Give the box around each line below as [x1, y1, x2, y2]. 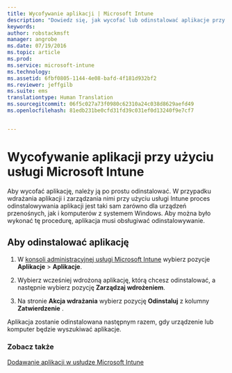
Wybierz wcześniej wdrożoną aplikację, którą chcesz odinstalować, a [17, 276, 216, 284]
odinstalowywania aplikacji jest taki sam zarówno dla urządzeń [7, 201, 187, 210]
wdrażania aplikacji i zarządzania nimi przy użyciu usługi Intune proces [7, 194, 210, 202]
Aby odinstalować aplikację [7, 237, 130, 249]
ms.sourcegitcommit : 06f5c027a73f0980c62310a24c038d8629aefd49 [7, 101, 194, 108]
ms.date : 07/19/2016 [7, 42, 67, 49]
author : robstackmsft [7, 29, 70, 37]
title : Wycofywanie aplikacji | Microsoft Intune [7, 10, 154, 17]
